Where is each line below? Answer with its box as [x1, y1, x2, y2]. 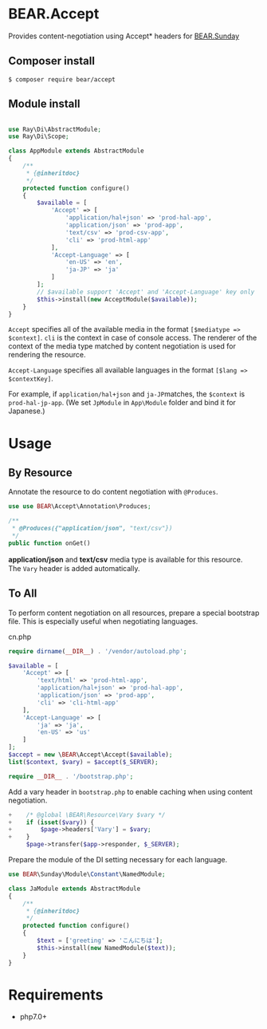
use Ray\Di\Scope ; [8, 132, 69, 140]
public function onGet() [8, 539, 91, 547]
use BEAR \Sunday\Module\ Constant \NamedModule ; [8, 870, 166, 878]
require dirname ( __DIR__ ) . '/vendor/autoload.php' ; [8, 647, 187, 655]
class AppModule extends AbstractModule [8, 147, 145, 156]
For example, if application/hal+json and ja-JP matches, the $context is [8, 389, 245, 399]
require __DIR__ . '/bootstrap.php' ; [8, 772, 134, 780]
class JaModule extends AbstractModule [8, 885, 141, 893]
